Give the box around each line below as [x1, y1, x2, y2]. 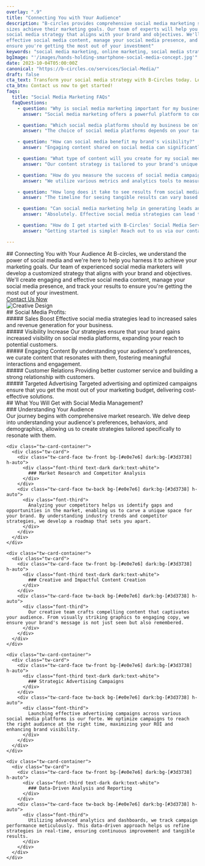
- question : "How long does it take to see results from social [17, 189, 184, 195]
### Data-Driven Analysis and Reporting [28, 785, 132, 791]
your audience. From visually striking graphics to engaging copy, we [6, 614, 190, 620]
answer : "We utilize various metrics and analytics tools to [22, 178, 182, 184]
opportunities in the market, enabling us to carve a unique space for [6, 507, 192, 513]
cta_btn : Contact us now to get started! [6, 83, 113, 89]
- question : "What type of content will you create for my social [17, 156, 190, 162]
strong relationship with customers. [6, 373, 96, 380]
